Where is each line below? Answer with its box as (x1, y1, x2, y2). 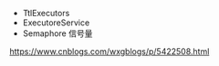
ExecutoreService (22, 17, 90, 28)
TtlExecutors (22, 8, 70, 18)
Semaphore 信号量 (22, 28, 93, 39)
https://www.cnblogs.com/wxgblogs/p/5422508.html (9, 46, 210, 57)
